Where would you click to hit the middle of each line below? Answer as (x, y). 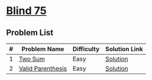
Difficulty (86, 49)
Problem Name (43, 49)
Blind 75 (26, 11)
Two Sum (32, 59)
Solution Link (124, 49)
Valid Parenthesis (43, 69)
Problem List (30, 33)
